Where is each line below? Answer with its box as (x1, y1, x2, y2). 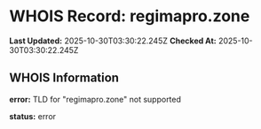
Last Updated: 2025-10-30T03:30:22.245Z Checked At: (9, 35, 217, 46)
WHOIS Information (9, 71, 120, 86)
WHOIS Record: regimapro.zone (9, 6, 250, 27)
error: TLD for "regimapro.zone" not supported (9, 94, 182, 104)
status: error (9, 110, 56, 121)
